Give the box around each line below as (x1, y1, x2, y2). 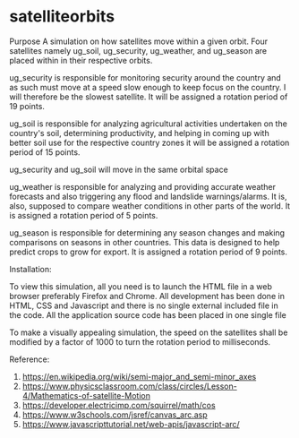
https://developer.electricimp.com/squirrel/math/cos (21, 399, 217, 410)
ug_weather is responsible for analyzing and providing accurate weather (9, 181, 276, 192)
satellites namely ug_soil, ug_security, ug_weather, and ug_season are (9, 45, 268, 56)
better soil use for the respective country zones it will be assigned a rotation (9, 137, 290, 148)
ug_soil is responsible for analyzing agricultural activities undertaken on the (9, 118, 288, 129)
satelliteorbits (9, 6, 115, 27)
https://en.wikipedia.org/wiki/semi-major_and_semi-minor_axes (21, 371, 257, 382)
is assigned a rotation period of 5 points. (9, 210, 158, 220)
